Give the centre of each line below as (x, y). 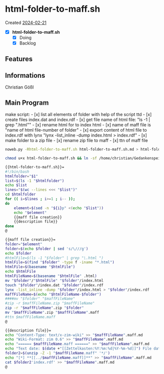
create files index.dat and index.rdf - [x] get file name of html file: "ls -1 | (78, 120)
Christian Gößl (20, 87)
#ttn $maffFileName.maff (30, 317)
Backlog (28, 43)
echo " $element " (31, 212)
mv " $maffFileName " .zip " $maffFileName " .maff (52, 313)
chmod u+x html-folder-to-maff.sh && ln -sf (51, 158)
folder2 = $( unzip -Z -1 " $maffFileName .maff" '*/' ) (58, 353)
